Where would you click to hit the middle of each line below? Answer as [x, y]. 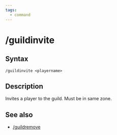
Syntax [17, 59]
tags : [11, 10]
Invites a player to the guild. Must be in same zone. [58, 99]
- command [20, 15]
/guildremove [26, 127]
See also [19, 115]
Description [24, 86]
